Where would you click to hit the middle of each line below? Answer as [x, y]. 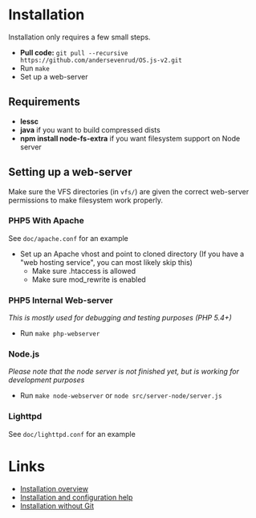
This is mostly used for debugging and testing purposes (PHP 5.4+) [120, 318]
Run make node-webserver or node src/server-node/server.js [121, 396]
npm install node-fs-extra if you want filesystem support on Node [130, 138]
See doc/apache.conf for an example [68, 238]
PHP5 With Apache [46, 221]
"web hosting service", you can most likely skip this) [106, 262]
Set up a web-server [54, 76]
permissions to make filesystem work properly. [85, 200]
